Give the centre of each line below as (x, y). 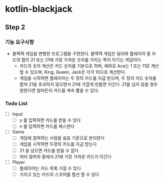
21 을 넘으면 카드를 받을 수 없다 (49, 150)
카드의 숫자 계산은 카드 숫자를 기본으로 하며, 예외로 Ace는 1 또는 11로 (85, 66)
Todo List (16, 103)
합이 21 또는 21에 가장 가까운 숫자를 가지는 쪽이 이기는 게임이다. (82, 59)
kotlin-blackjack (39, 9)
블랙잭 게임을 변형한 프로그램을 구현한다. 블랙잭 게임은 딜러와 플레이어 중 (81, 53)
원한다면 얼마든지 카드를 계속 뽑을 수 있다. (59, 90)
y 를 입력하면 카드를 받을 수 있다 (50, 120)
